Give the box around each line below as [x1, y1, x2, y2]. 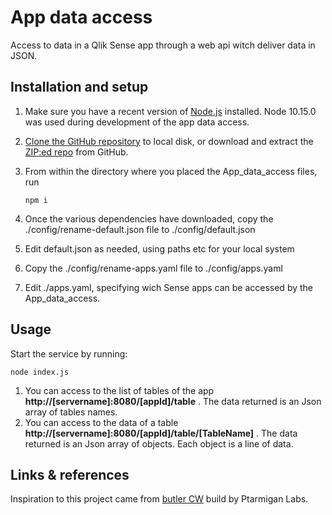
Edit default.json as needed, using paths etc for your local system [24, 242, 295, 255]
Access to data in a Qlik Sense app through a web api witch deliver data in [10, 39, 316, 51]
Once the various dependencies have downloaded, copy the [24, 212, 274, 225]
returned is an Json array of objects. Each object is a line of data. [24, 437, 294, 450]
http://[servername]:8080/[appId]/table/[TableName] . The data [24, 427, 298, 439]
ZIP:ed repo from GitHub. [24, 146, 129, 158]
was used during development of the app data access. [24, 116, 250, 128]
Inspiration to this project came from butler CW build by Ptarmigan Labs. [10, 493, 309, 505]
